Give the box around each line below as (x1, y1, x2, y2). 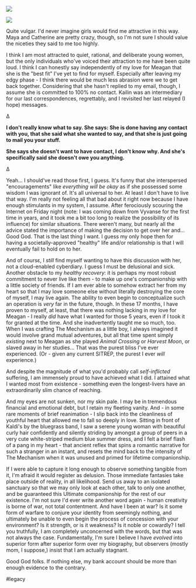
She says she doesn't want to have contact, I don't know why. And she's (6, 148, 185, 155)
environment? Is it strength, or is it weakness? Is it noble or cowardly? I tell (6, 522, 185, 528)
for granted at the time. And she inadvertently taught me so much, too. (6, 319, 176, 326)
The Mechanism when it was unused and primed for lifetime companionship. (6, 454, 191, 461)
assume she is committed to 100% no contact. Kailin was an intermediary (6, 89, 183, 96)
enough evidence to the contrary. (6, 564, 87, 571)
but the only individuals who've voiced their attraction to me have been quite (6, 58, 191, 65)
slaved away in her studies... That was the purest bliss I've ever (6, 344, 159, 351)
